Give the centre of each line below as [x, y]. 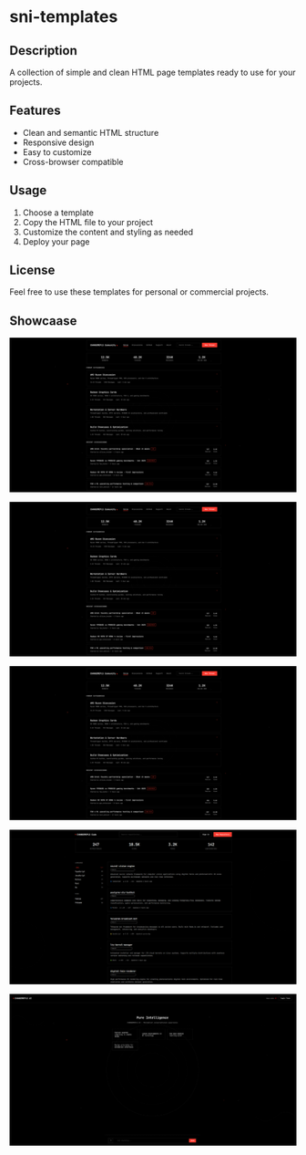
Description [43, 51]
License [32, 271]
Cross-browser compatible [73, 161]
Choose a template [58, 213]
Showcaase [43, 321]
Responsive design [58, 142]
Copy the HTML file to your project [87, 222]
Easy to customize [57, 151]
